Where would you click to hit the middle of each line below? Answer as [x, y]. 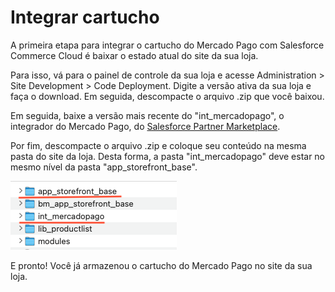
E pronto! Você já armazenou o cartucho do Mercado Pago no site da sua [161, 265]
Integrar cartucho [85, 17]
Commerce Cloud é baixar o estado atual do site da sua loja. [134, 55]
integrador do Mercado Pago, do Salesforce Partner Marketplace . [145, 126]
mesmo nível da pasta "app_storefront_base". [104, 167]
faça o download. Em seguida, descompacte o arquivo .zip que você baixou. [167, 96]
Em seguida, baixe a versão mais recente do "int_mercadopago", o [147, 115]
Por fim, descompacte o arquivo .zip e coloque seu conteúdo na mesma [158, 145]
